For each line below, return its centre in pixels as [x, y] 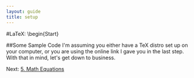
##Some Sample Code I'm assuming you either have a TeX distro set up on [97, 45]
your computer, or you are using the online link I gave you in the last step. [95, 51]
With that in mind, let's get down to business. [61, 57]
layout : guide [24, 11]
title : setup [22, 17]
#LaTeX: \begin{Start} [32, 33]
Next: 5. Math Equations [35, 69]
